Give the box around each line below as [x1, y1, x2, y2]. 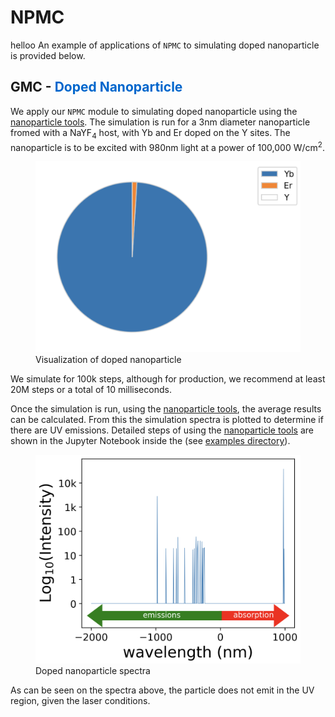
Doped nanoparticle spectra [35, 665, 151, 677]
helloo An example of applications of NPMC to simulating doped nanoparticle [10, 39, 320, 51]
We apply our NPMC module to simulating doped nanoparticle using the [10, 105, 298, 117]
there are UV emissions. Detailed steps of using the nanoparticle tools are [10, 424, 314, 436]
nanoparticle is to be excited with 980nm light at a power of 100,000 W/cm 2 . [10, 139, 325, 153]
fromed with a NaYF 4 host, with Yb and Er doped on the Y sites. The [10, 126, 291, 141]
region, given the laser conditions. [10, 695, 151, 707]
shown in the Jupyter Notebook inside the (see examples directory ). [10, 435, 291, 447]
